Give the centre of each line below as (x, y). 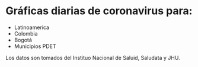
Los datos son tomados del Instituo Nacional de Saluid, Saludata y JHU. (93, 58)
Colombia (26, 33)
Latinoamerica (32, 27)
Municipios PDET (35, 46)
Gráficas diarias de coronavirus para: (99, 11)
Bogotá (23, 40)
